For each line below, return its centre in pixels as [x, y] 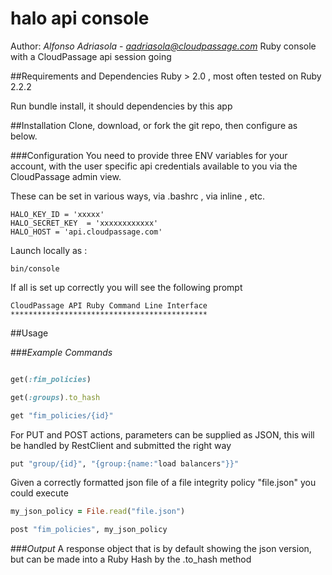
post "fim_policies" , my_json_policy [89, 530]
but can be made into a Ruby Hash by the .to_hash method [131, 559]
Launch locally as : [49, 250]
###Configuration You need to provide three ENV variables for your [149, 155]
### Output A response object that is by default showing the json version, [161, 549]
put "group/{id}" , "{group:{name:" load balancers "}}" [125, 463]
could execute [39, 493]
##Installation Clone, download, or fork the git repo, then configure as [154, 125]
